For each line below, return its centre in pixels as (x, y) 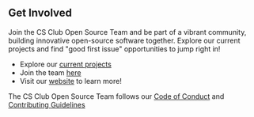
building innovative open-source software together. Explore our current (124, 40)
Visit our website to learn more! (71, 81)
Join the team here (50, 72)
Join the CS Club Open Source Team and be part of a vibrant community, (127, 32)
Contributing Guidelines (47, 104)
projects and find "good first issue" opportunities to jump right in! (114, 49)
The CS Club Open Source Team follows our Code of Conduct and (116, 96)
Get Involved (40, 13)
